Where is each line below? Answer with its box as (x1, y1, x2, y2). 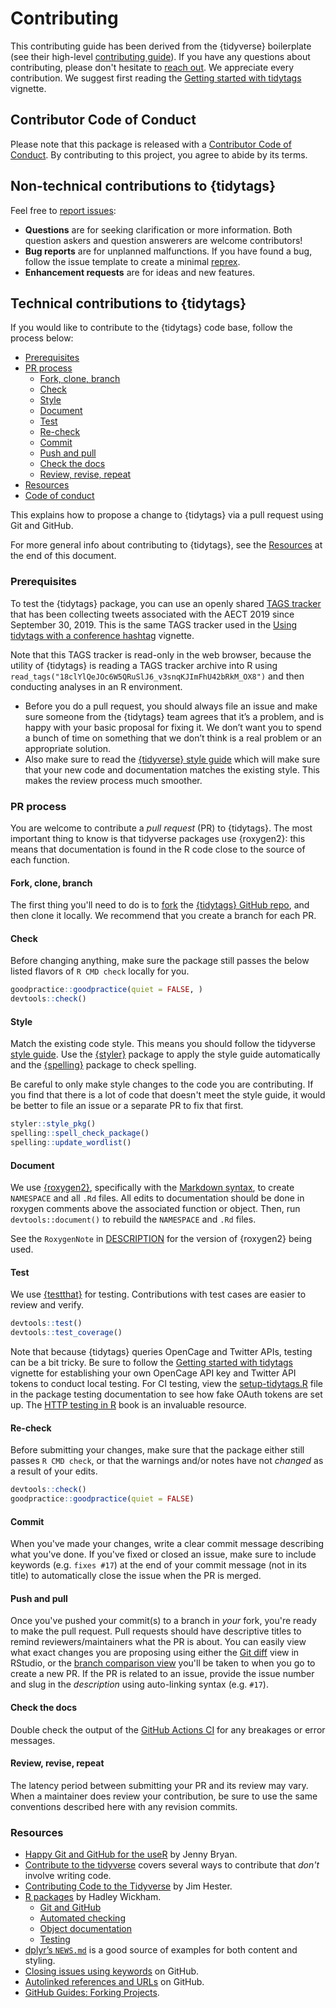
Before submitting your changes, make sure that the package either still (10, 1444, 305, 1456)
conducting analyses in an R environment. (10, 680, 183, 692)
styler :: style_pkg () (10, 1119, 97, 1129)
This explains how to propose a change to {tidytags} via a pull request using (10, 509, 324, 521)
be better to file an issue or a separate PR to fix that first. (10, 1100, 244, 1112)
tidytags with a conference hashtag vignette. (10, 629, 195, 641)
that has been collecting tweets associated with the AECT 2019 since (10, 608, 295, 620)
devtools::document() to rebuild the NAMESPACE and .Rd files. (10, 1213, 257, 1226)
